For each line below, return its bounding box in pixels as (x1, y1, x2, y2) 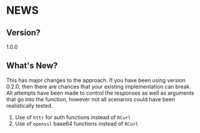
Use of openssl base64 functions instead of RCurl (14, 120, 139, 127)
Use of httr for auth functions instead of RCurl (14, 113, 131, 120)
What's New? (6, 61, 58, 71)
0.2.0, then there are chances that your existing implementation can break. (6, 83, 192, 90)
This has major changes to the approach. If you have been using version (6, 76, 186, 84)
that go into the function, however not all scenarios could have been (6, 95, 175, 102)
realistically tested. (6, 102, 53, 109)
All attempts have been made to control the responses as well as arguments (6, 89, 195, 96)
